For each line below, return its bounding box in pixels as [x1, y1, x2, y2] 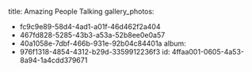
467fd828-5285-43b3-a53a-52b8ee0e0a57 [19, 31, 166, 39]
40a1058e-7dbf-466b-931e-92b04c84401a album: [19, 39, 186, 48]
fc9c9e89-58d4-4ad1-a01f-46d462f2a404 [19, 22, 161, 31]
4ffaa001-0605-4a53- [171, 47, 244, 56]
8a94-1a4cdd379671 [19, 55, 88, 65]
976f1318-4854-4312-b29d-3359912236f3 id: [19, 47, 170, 56]
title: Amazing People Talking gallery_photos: [8, 7, 155, 16]
